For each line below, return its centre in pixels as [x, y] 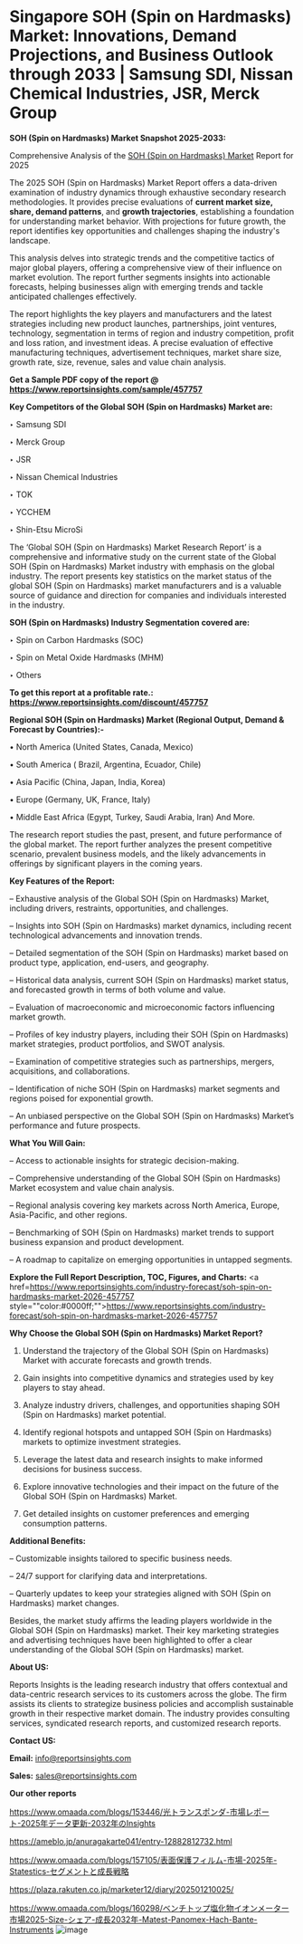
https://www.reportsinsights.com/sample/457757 [106, 389]
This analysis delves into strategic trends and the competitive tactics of [142, 258]
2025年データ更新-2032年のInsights [88, 1823]
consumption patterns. [65, 1523]
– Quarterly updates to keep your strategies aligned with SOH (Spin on [140, 1593]
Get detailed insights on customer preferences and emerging [136, 1513]
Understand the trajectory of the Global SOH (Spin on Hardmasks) [146, 1350]
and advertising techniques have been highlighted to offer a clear [131, 1640]
